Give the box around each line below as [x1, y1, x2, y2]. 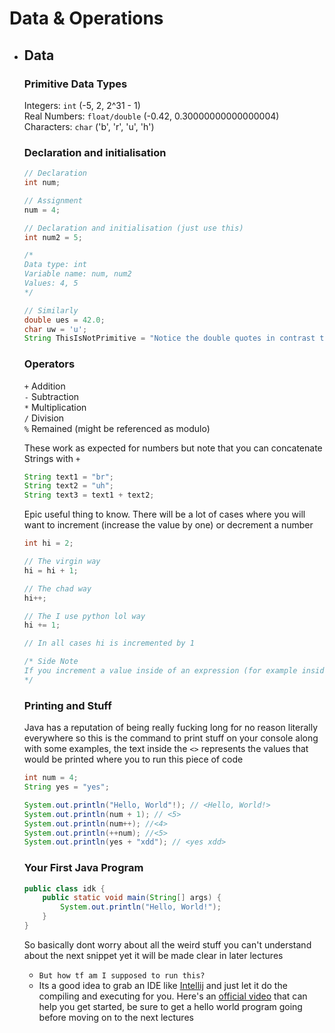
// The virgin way [23, 557, 101, 567]
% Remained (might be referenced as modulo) [23, 422, 211, 434]
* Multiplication [23, 401, 87, 413]
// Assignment [23, 195, 83, 206]
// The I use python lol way [23, 611, 146, 621]
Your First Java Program [23, 861, 144, 875]
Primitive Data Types [23, 77, 128, 91]
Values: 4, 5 [23, 278, 79, 289]
